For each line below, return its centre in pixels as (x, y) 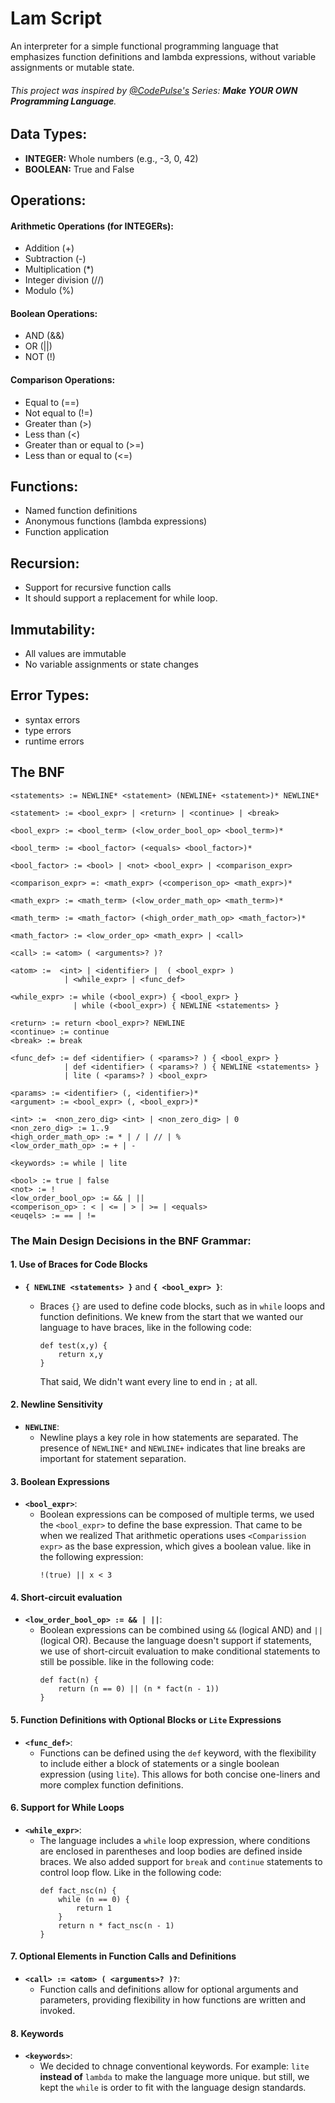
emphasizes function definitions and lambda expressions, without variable (163, 56)
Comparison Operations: (63, 379)
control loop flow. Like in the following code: (130, 1872)
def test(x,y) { (73, 1345)
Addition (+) (49, 248)
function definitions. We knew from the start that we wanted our (171, 1316)
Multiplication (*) (59, 269)
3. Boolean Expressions (60, 1481)
